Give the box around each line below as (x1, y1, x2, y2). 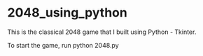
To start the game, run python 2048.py (7, 41, 119, 49)
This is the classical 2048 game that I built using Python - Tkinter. (7, 28, 197, 36)
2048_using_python (7, 5, 127, 21)
